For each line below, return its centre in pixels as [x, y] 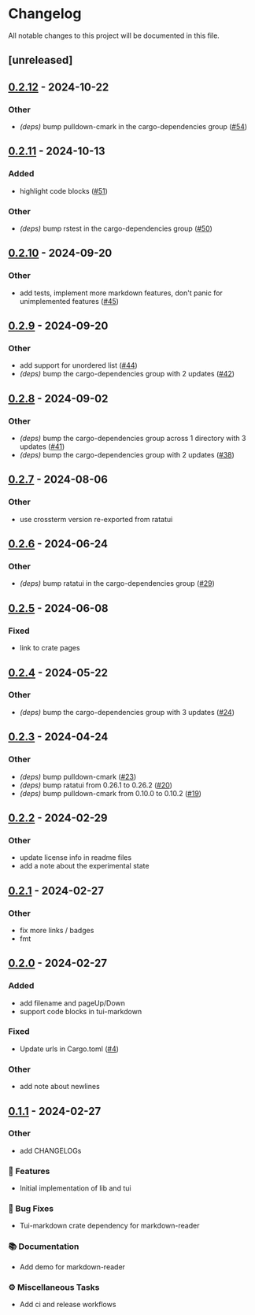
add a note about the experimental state [84, 866]
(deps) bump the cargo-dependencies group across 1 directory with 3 [133, 439]
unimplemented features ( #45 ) [69, 301]
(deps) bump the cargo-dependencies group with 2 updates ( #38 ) [127, 455]
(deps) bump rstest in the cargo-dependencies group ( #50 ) [116, 228]
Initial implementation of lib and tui [75, 1188]
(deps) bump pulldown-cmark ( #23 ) [78, 776]
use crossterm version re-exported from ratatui [96, 519]
